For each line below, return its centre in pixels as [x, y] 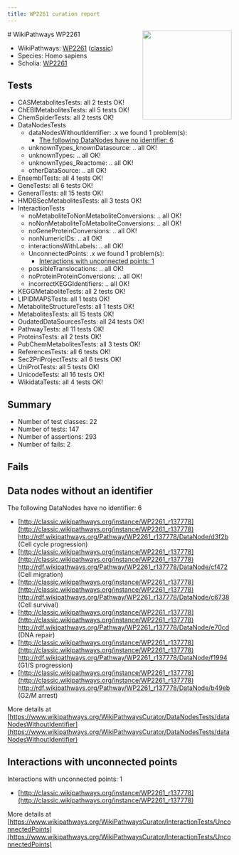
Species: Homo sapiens [52, 55]
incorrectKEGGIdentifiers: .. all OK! [79, 284]
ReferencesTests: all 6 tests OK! [64, 352]
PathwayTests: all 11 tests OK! [61, 329]
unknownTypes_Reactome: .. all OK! [81, 163]
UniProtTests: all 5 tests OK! [58, 367]
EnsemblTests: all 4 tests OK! [60, 178]
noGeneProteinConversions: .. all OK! [83, 231]
